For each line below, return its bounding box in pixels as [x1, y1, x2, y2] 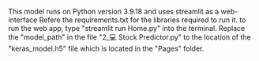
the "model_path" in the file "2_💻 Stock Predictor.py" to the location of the [8, 32, 251, 42]
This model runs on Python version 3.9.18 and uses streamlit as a [8, 7, 220, 16]
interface [8, 15, 38, 25]
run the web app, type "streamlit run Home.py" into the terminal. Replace [8, 24, 246, 32]
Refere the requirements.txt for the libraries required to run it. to [39, 15, 246, 25]
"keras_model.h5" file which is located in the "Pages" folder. [8, 44, 205, 53]
